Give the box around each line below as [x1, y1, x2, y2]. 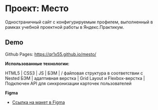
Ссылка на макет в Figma [12, 99, 65, 105]
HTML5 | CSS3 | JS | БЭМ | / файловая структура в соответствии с [5, 70, 143, 76]
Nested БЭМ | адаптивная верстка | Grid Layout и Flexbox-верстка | [5, 75, 145, 81]
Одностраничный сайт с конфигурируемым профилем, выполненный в [5, 19, 153, 25]
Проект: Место [5, 3, 69, 14]
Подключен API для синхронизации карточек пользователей [5, 80, 132, 86]
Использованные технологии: [5, 60, 70, 66]
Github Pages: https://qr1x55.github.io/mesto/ [5, 51, 96, 57]
